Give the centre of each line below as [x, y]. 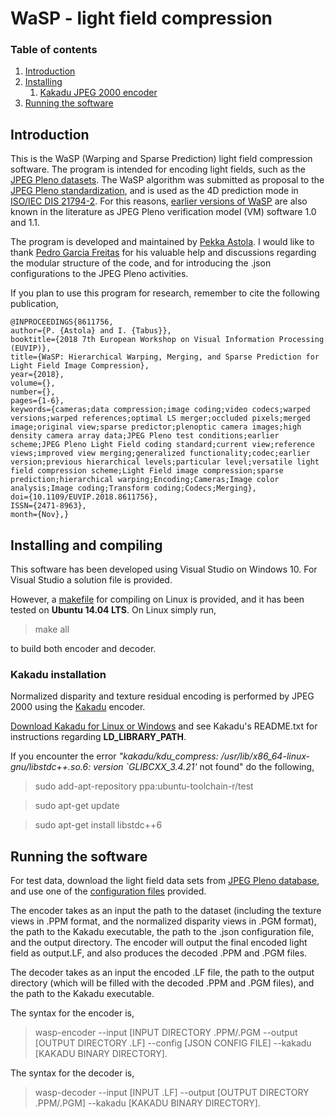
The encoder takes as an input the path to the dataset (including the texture [166, 911]
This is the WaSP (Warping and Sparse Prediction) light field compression [161, 159]
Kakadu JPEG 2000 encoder [98, 93]
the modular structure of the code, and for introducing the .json [141, 263]
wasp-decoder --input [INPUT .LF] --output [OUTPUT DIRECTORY [172, 1093]
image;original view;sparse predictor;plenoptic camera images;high [156, 427]
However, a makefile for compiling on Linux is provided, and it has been [157, 599]
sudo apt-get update [77, 806]
